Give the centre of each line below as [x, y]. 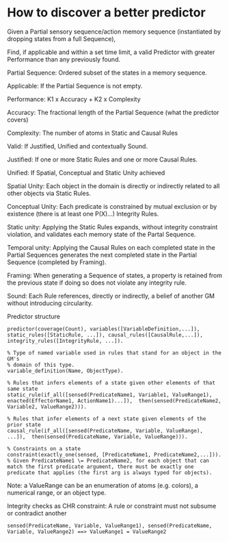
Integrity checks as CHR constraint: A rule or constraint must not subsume [112, 506]
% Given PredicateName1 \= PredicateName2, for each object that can [108, 461]
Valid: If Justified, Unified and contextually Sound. [78, 146]
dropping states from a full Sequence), [62, 38]
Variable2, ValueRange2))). [47, 406]
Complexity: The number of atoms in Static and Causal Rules [93, 133]
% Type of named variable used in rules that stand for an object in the [114, 353]
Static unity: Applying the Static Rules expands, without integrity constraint [112, 227]
